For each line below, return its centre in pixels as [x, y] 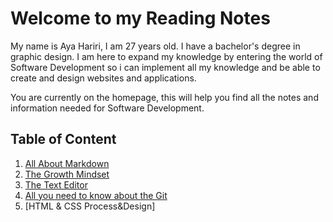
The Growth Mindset [67, 174]
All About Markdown [67, 163]
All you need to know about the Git [96, 195]
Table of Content [63, 139]
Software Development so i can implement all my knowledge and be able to [165, 67]
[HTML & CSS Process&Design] [90, 206]
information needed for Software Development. [107, 108]
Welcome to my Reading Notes [140, 18]
